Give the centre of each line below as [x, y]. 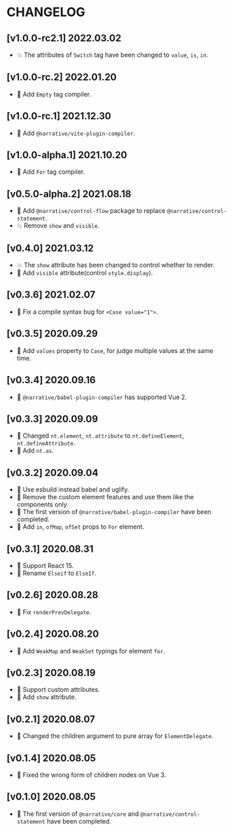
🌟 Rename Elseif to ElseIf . [57, 573]
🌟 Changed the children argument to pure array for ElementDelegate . [115, 736]
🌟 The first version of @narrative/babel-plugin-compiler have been [114, 512]
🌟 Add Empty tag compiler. [54, 94]
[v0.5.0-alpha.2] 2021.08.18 [69, 194]
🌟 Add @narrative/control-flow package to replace [91, 211]
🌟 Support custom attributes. [58, 690]
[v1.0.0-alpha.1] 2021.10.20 [67, 155]
